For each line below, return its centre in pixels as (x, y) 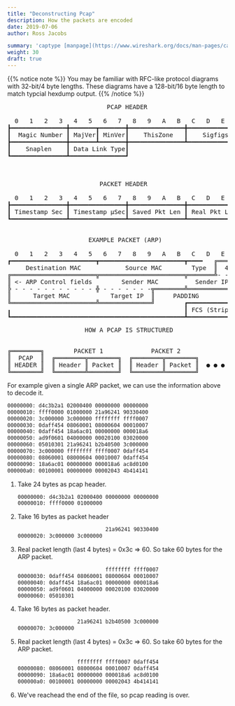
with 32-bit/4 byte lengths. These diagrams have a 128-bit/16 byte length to (116, 86)
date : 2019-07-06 (33, 27)
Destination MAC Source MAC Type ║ (122, 268)
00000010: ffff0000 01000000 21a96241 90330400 (78, 412)
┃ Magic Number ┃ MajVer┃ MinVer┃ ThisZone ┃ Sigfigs (118, 135)
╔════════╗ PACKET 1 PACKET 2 (94, 351)
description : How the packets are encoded (70, 20)
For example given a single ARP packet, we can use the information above (114, 385)
